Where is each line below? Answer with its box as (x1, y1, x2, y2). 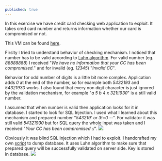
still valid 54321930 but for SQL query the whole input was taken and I (5, 120, 146, 126)
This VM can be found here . (5, 40, 61, 46)
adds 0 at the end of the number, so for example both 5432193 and (5, 80, 139, 85)
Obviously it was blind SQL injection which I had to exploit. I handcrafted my (5, 135, 157, 141)
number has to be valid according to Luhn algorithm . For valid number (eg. (5, 54, 154, 61)
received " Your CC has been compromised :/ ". (5, 126, 98, 131)
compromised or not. (5, 31, 47, 36)
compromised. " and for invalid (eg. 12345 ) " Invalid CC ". (5, 65, 116, 71)
